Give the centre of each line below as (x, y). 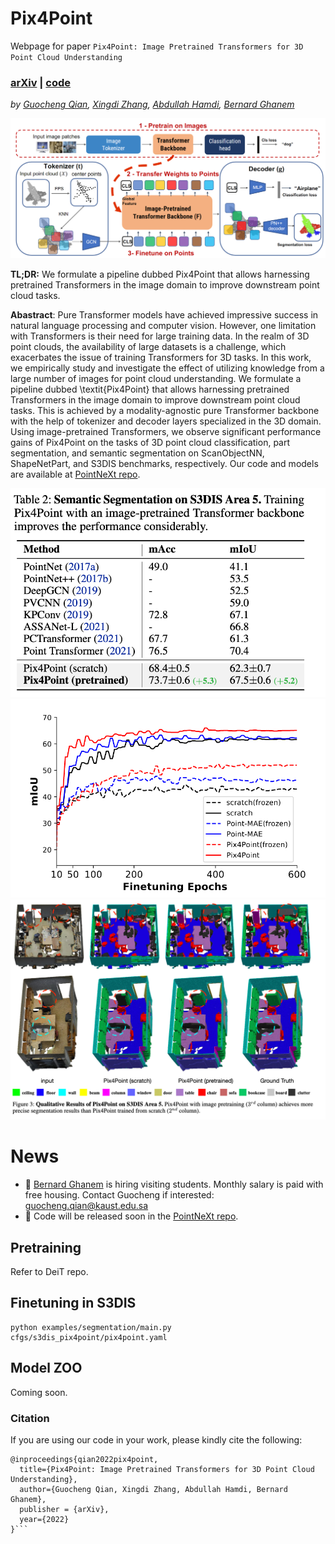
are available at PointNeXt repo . (75, 474)
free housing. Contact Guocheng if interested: (119, 1195)
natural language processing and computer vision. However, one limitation (163, 326)
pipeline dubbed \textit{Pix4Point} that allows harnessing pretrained (150, 389)
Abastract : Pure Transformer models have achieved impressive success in (164, 315)
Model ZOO (46, 1368)
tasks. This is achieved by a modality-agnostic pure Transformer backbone (165, 411)
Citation (30, 1418)
